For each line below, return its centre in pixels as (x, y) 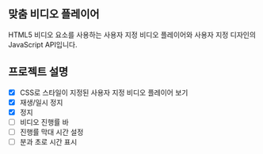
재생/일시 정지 (41, 102)
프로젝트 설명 (38, 72)
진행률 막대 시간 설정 (51, 132)
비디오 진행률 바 (44, 122)
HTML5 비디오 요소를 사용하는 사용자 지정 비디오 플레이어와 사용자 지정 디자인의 (132, 35)
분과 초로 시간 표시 (48, 141)
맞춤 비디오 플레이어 (54, 14)
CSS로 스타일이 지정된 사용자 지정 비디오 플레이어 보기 (104, 92)
